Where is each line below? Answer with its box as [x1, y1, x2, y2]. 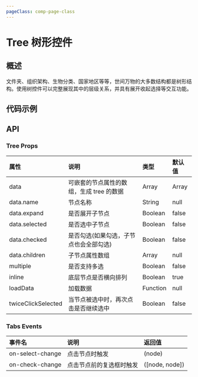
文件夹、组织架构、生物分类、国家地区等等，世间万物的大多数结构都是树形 [6, 78, 187, 85]
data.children [9, 251, 46, 259]
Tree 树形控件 [6, 36, 72, 49]
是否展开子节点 [68, 209, 110, 218]
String [142, 198, 159, 206]
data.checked [9, 235, 47, 243]
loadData [9, 283, 34, 292]
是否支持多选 [68, 262, 104, 271]
